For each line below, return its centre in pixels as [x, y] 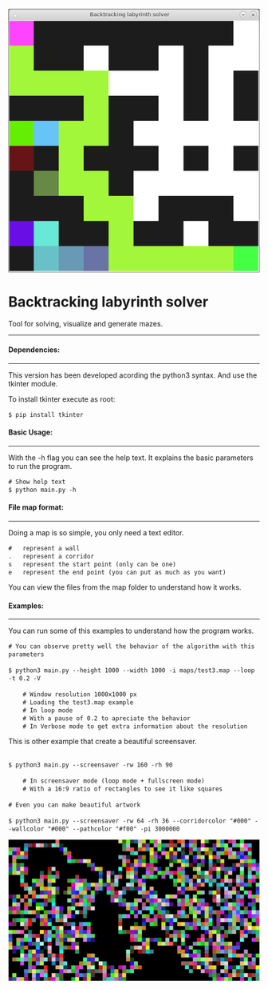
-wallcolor [26, 829]
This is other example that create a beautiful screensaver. [102, 742]
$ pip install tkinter [46, 414]
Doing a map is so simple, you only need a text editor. [96, 533]
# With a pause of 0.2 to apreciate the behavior [107, 719]
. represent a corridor [51, 557]
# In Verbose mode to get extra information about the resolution [135, 727]
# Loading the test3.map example [78, 703]
